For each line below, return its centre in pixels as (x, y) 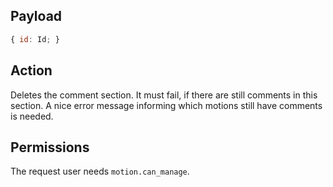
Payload (36, 16)
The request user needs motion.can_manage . (100, 171)
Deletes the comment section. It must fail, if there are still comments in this (164, 95)
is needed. (32, 116)
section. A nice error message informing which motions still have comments (166, 105)
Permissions (50, 147)
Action (31, 70)
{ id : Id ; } (35, 39)
